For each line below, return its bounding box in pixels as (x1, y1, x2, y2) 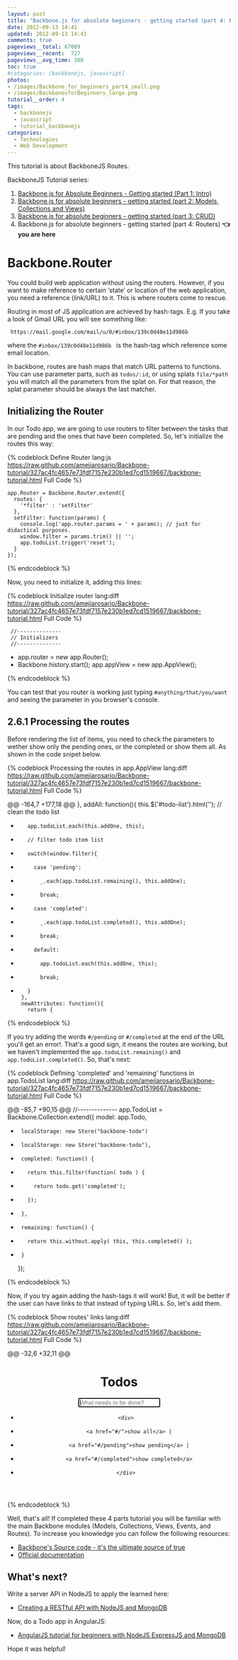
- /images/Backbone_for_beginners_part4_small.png (7, 83, 160, 90)
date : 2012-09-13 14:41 (7, 23, 78, 31)
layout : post (7, 10, 46, 18)
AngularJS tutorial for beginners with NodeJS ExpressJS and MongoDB (17, 1631, 227, 1639)
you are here (17, 230, 56, 238)
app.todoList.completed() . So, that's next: (7, 1055, 131, 1063)
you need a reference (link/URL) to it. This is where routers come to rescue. (7, 294, 228, 302)
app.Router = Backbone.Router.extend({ (7, 489, 125, 497)
